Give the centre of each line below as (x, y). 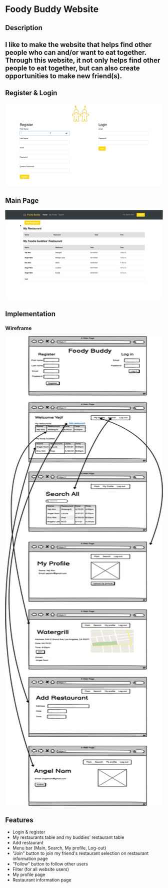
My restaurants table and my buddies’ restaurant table (68, 837)
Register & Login (31, 93)
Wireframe (18, 328)
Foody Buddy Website (52, 9)
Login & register (29, 832)
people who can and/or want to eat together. (76, 52)
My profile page (29, 874)
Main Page (22, 201)
